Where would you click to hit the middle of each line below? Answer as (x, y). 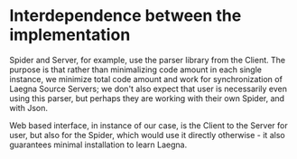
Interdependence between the (125, 16)
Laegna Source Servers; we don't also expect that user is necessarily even (148, 89)
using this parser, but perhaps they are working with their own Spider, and (147, 98)
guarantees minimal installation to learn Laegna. (98, 145)
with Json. (28, 108)
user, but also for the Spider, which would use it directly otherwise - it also (148, 135)
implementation (70, 35)
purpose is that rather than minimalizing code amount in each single (135, 70)
